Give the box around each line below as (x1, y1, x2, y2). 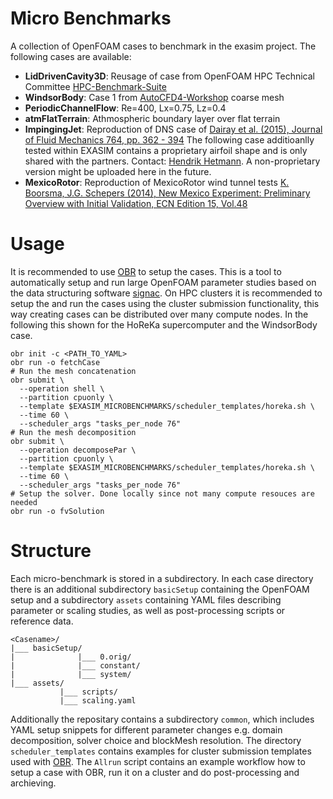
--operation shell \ (19, 383, 105, 394)
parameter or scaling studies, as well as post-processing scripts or (10, 604, 286, 616)
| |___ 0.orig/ (10, 652, 132, 662)
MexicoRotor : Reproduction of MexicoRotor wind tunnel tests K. (24, 176, 290, 188)
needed (10, 497, 38, 507)
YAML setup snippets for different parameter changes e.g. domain (10, 723, 283, 736)
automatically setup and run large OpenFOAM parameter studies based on (10, 276, 317, 288)
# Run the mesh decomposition (10, 427, 137, 437)
